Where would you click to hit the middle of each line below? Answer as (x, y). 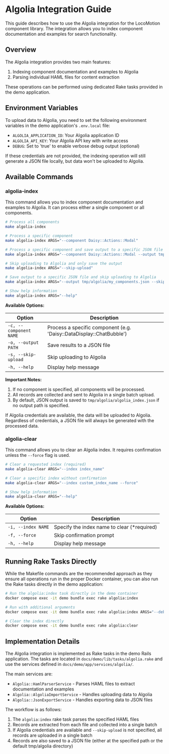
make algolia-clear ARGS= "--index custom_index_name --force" (72, 483)
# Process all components (32, 222)
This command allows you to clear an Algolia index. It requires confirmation (83, 450)
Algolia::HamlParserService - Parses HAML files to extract (74, 684)
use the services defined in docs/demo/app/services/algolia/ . (70, 664)
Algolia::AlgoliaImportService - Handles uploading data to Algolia (82, 695)
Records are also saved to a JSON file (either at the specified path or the (88, 741)
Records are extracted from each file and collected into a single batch (85, 725)
